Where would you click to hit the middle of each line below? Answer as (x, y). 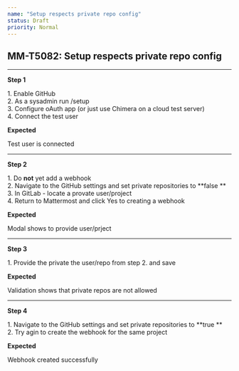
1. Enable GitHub (31, 94)
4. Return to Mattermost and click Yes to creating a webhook (96, 201)
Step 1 (17, 80)
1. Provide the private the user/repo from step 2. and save (92, 263)
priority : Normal (33, 27)
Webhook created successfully (53, 360)
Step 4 (17, 311)
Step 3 (17, 249)
